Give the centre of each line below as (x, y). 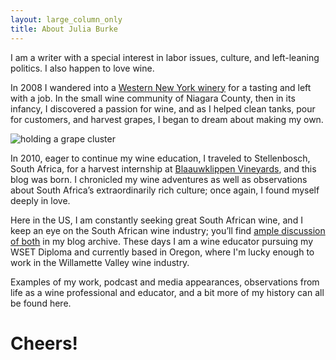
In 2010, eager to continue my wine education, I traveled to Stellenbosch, (160, 158)
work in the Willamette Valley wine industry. (100, 262)
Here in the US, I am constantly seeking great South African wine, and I (156, 220)
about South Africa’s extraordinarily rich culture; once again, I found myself (165, 190)
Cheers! (44, 343)
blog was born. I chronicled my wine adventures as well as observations (159, 179)
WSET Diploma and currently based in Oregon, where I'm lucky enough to (162, 252)
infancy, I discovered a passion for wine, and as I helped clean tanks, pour (163, 108)
